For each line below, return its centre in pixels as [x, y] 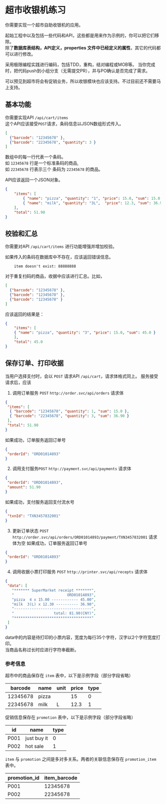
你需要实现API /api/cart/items [37, 117]
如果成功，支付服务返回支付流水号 [40, 502]
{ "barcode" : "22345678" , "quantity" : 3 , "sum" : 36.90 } [69, 416]
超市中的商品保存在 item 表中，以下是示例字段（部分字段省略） [69, 676]
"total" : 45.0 [28, 342]
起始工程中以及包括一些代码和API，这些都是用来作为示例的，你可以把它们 [80, 35]
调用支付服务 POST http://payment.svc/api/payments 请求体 [72, 468]
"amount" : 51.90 [24, 487]
